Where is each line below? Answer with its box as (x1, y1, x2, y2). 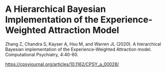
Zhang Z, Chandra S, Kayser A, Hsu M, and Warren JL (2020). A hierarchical (5, 41, 162, 47)
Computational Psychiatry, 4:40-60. (5, 51, 79, 58)
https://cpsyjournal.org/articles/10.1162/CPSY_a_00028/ (5, 61, 119, 67)
